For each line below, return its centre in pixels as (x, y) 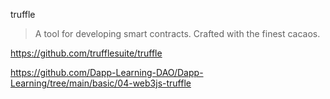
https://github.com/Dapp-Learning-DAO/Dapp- (107, 72)
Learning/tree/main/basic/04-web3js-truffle (101, 83)
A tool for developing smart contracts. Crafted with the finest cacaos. (177, 33)
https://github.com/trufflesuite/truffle (86, 53)
